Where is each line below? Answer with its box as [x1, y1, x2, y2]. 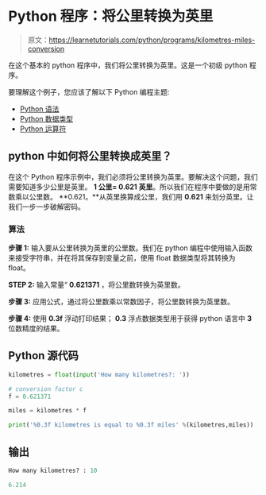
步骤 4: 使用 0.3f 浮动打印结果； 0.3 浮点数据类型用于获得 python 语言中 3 [8, 314, 253, 323]
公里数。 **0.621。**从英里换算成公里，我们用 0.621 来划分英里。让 [29, 191, 254, 201]
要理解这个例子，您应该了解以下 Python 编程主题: [8, 87, 170, 96]
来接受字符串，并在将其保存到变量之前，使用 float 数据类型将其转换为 [8, 253, 236, 263]
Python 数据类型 [19, 114, 74, 123]
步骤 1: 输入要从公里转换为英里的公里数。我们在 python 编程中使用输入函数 [8, 243, 253, 253]
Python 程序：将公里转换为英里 [8, 7, 214, 25]
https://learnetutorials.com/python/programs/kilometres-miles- [48, 35, 256, 44]
